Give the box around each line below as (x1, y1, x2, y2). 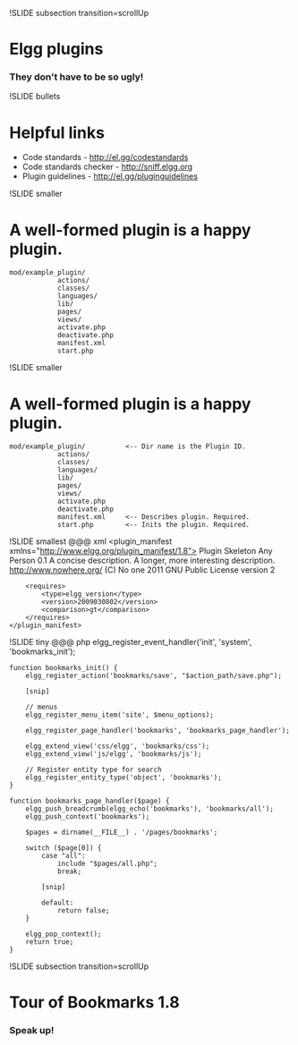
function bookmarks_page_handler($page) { (9, 796, 170, 806)
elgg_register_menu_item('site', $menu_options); (25, 710, 215, 719)
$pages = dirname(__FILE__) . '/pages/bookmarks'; (25, 828, 218, 837)
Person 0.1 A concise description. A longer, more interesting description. (9, 555, 276, 566)
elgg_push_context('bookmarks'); (25, 812, 150, 821)
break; (56, 867, 82, 876)
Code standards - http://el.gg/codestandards (21, 152, 189, 163)
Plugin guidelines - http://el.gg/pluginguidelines (21, 171, 199, 182)
